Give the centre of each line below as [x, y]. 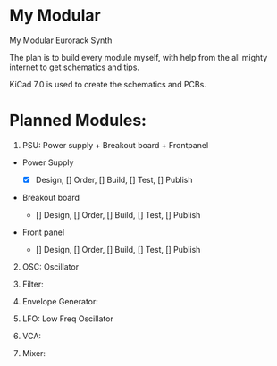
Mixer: [34, 353]
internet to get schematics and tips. [75, 67]
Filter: [33, 284]
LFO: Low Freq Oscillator [67, 319]
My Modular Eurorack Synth [61, 40]
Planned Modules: [78, 121]
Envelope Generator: [60, 301]
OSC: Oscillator [50, 266]
